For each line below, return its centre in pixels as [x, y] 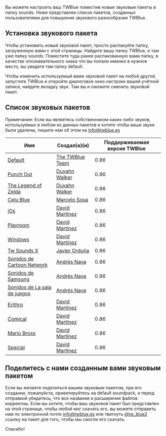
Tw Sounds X [23, 250]
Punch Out [20, 174]
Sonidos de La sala [30, 287]
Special [16, 347]
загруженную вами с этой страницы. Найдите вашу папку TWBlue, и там [82, 50]
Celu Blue [19, 200]
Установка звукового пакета [51, 34]
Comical [17, 319]
